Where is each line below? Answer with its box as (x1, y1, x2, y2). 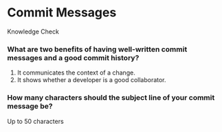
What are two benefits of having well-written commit (7, 44, 188, 54)
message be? (7, 101, 53, 111)
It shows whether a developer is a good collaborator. (16, 76, 166, 84)
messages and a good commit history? (7, 53, 140, 62)
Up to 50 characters (7, 117, 64, 125)
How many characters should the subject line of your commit (7, 93, 215, 103)
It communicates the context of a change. (16, 68, 135, 77)
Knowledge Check (7, 27, 60, 36)
